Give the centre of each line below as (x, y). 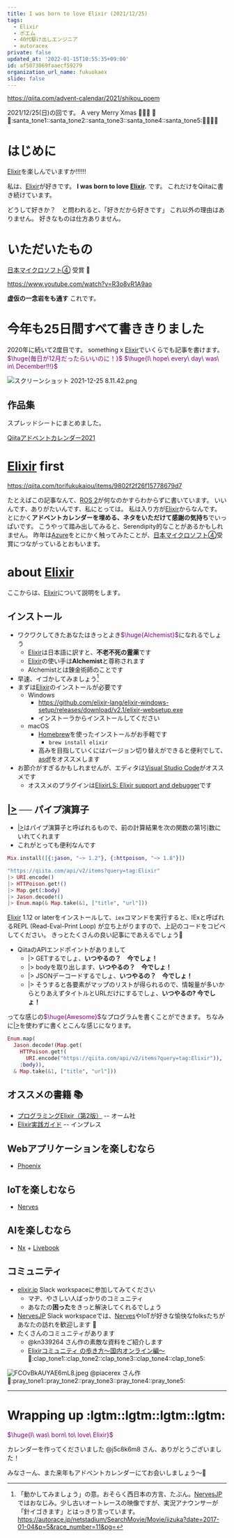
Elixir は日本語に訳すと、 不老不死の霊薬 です (89, 652)
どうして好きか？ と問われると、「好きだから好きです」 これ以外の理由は (113, 210)
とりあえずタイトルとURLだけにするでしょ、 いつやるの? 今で (122, 993)
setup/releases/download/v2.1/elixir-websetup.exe (110, 710)
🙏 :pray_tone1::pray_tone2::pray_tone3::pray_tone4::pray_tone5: (96, 1380)
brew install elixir (78, 743)
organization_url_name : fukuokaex (57, 72)
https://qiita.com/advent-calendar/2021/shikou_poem (84, 98)
